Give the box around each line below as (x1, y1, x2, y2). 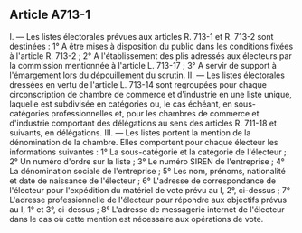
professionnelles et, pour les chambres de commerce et (51, 107, 260, 118)
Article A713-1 (9, 7, 90, 23)
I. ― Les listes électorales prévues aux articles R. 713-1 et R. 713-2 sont (9, 31, 274, 42)
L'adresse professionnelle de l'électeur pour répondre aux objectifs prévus (9, 194, 288, 205)
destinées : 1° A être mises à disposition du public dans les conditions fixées (9, 41, 294, 51)
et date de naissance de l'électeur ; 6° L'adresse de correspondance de (9, 175, 277, 186)
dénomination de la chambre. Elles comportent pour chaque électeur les (9, 136, 278, 147)
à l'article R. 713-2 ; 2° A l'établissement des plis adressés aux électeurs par (9, 50, 292, 61)
